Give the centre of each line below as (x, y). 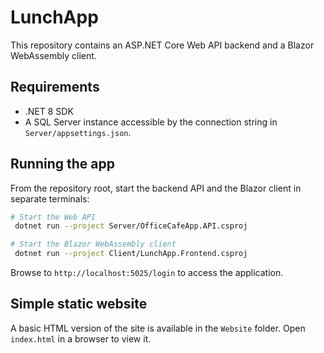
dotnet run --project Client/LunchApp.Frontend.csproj (131, 254)
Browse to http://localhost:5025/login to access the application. (147, 273)
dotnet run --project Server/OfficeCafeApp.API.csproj (131, 226)
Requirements (55, 87)
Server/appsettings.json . (78, 132)
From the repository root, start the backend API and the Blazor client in (156, 188)
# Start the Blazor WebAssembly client (93, 244)
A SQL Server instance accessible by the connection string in (151, 122)
